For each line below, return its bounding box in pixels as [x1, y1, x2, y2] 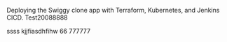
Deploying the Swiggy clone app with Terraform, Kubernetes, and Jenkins [6, 6, 220, 14]
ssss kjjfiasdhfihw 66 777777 [6, 27, 91, 35]
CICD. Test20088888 [6, 13, 68, 22]
